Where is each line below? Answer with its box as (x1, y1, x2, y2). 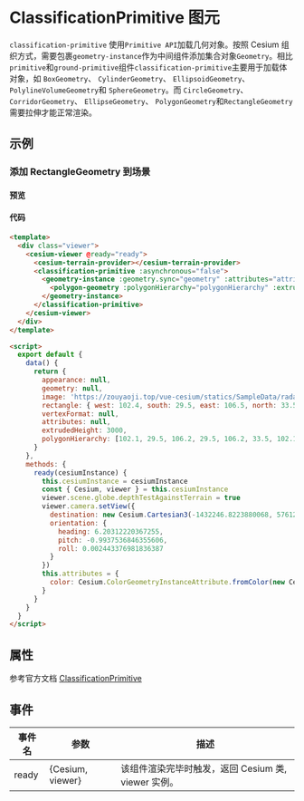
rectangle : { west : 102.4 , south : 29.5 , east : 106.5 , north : (42, 400, 278, 410)
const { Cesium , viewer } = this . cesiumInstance (42, 485, 229, 494)
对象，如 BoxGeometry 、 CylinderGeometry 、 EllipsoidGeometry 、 (9, 72, 251, 83)
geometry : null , (42, 383, 103, 393)
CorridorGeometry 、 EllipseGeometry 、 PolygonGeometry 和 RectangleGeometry (9, 95, 293, 106)
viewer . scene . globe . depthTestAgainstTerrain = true (42, 494, 242, 503)
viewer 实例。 (120, 776, 179, 788)
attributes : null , (42, 418, 111, 427)
